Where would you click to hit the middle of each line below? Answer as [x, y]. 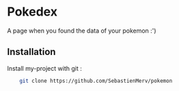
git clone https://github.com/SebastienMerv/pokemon [96, 81]
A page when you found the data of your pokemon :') [82, 31]
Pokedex [32, 12]
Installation [31, 52]
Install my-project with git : [44, 68]
